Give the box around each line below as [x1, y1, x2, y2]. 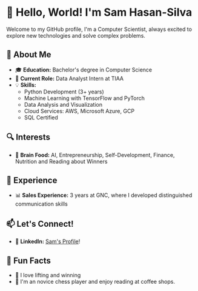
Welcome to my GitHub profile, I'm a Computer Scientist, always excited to [6, 25, 193, 33]
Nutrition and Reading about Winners [15, 158, 108, 165]
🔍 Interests [6, 132, 50, 142]
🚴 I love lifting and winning [15, 272, 81, 278]
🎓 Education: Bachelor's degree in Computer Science [15, 66, 153, 73]
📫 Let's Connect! [6, 218, 74, 229]
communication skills [15, 200, 68, 208]
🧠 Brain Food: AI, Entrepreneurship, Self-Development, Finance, [15, 151, 175, 158]
